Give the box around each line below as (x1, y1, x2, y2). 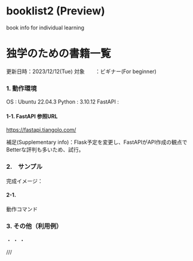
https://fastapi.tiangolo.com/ (6, 126, 76, 133)
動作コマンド (6, 205, 38, 213)
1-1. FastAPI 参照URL (6, 113, 58, 120)
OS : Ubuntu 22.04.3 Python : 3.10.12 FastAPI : (6, 98, 120, 105)
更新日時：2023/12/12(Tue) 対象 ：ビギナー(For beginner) (6, 68, 157, 75)
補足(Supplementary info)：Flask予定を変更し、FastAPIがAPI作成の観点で (6, 139, 188, 146)
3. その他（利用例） (6, 221, 63, 230)
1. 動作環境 (6, 84, 37, 92)
